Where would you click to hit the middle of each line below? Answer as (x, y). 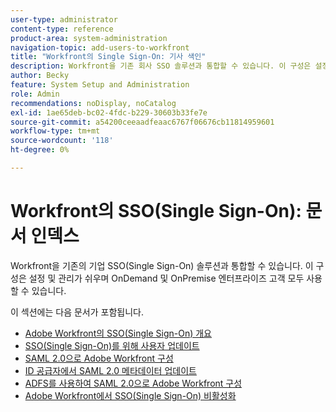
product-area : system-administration (89, 38)
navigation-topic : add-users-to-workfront (100, 47)
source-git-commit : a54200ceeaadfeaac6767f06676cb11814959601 (142, 122)
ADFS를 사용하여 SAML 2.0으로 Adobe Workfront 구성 (133, 383)
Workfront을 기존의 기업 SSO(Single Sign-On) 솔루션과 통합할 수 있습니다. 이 (162, 265)
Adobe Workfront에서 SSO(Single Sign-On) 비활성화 (130, 395)
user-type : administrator (64, 19)
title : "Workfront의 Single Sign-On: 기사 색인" (108, 57)
